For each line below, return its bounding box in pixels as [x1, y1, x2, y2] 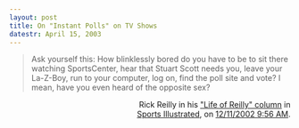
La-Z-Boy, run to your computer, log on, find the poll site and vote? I [30, 73, 281, 84]
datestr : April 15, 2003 [9, 29, 102, 38]
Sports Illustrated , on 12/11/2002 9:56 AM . [137, 108, 291, 120]
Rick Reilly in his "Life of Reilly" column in [138, 100, 291, 110]
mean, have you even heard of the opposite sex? [30, 82, 211, 93]
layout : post [9, 12, 58, 22]
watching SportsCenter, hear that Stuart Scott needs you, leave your [30, 63, 283, 74]
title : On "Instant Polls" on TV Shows [9, 21, 158, 30]
